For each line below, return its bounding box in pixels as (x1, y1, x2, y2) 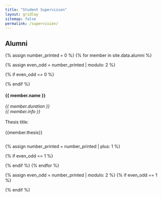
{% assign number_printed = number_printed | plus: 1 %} (5, 144, 121, 150)
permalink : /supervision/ (5, 21, 58, 26)
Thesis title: (5, 119, 29, 125)
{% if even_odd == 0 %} (5, 72, 54, 78)
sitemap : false (5, 16, 36, 21)
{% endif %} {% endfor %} (5, 162, 60, 168)
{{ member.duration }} (5, 103, 50, 109)
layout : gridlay (5, 12, 38, 17)
